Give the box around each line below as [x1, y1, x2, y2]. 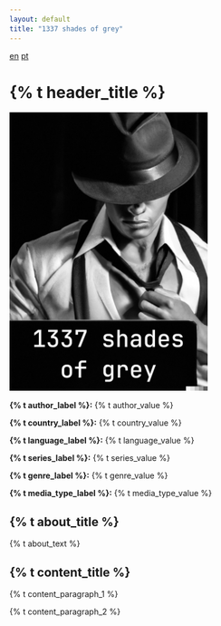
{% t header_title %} [9, 82, 166, 103]
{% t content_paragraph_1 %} [9, 589, 119, 600]
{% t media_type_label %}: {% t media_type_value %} [9, 488, 213, 499]
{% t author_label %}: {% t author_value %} [9, 400, 174, 411]
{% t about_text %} [9, 538, 81, 549]
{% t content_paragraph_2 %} [9, 606, 120, 617]
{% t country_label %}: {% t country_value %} [9, 417, 183, 428]
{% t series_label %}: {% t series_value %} [9, 453, 170, 464]
